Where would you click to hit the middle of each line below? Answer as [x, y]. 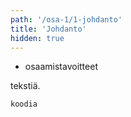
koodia [24, 104]
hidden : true [37, 38]
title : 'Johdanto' [48, 29]
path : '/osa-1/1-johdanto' [66, 19]
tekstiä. [25, 86]
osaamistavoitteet [61, 67]
